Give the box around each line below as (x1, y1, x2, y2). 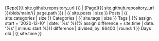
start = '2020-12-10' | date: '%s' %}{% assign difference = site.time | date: (5, 20, 155, 26)
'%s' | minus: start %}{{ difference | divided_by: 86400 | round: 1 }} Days (5, 26, 151, 31)
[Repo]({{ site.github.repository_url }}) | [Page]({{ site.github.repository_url (5, 5, 154, 11)
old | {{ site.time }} (5, 31, 42, 36)
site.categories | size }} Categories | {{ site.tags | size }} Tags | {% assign (5, 15, 152, 21)
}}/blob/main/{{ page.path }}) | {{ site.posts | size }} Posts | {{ (5, 10, 128, 16)
